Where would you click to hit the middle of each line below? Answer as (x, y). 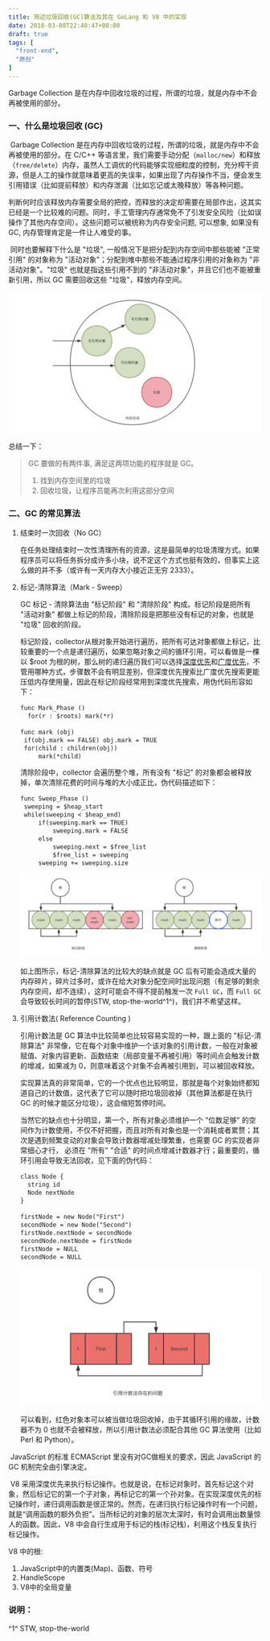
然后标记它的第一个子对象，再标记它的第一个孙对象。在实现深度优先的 (138, 1494)
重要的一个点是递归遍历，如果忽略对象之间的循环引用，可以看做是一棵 (143, 651)
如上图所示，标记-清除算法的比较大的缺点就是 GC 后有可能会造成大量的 (138, 971)
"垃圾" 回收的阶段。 (53, 624)
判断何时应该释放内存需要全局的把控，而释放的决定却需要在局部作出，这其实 (135, 202)
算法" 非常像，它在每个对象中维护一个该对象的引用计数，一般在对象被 (143, 1046)
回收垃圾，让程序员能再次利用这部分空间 (107, 490)
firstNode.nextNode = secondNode (76, 1233)
